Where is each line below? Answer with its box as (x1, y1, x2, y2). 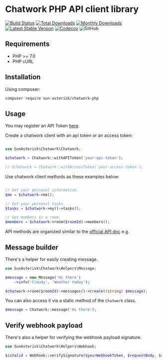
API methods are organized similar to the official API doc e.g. (5, 229, 130, 235)
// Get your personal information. (5, 187, 79, 193)
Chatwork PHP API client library (5, 3, 139, 15)
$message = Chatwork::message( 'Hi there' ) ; (5, 307, 97, 313)
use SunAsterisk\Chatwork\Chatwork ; (5, 146, 81, 152)
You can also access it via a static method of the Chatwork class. (5, 298, 137, 304)
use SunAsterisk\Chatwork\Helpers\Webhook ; (5, 344, 97, 349)
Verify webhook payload (5, 321, 83, 330)
